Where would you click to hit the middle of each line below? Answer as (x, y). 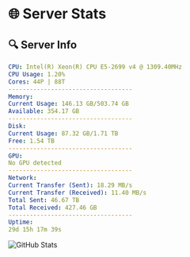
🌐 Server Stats (57, 14)
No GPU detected (35, 163)
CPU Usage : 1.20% (37, 74)
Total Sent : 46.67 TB (44, 200)
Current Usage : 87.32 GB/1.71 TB (63, 133)
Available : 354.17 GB (44, 111)
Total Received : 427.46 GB (53, 208)
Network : (23, 178)
